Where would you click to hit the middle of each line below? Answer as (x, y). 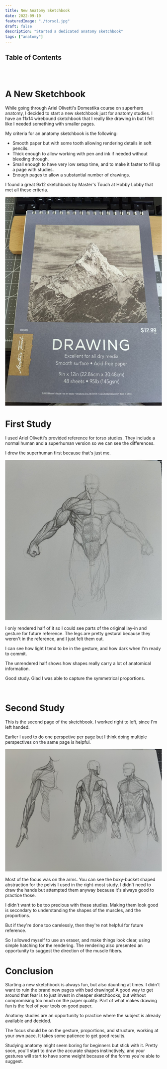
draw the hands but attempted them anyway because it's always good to (80, 890)
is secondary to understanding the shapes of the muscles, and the (73, 910)
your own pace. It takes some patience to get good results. (65, 1036)
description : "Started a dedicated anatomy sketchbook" (64, 32)
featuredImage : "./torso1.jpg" (38, 21)
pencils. (20, 148)
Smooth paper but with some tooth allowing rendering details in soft (82, 143)
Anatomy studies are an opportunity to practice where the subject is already (83, 1016)
